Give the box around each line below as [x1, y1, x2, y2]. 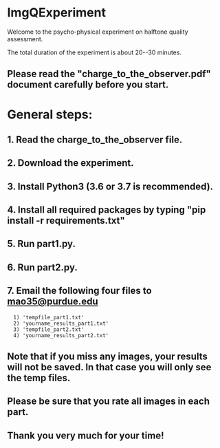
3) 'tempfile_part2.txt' [13, 326, 85, 333]
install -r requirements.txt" [7, 215, 125, 226]
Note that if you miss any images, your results [7, 351, 208, 363]
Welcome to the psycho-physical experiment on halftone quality [7, 28, 188, 36]
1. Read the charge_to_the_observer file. [7, 134, 183, 145]
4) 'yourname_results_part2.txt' [13, 332, 109, 339]
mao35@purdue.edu [7, 296, 98, 308]
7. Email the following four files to [7, 285, 153, 297]
